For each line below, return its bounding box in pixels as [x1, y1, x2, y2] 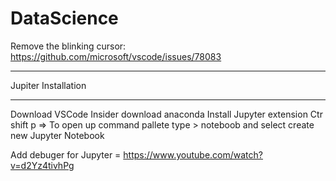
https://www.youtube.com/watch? [123, 148, 263, 161]
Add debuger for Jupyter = [10, 148, 122, 161]
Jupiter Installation [10, 79, 87, 91]
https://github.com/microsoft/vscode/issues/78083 [10, 50, 222, 62]
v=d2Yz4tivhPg [10, 159, 75, 171]
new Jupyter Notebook [10, 129, 105, 141]
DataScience [10, 7, 119, 30]
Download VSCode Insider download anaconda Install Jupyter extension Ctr [10, 108, 323, 120]
